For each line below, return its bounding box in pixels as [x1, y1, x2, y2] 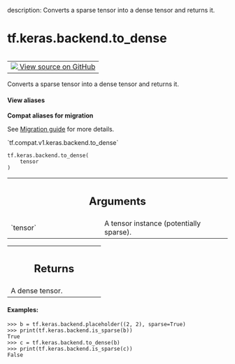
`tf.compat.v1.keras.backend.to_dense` [7, 139, 119, 147]
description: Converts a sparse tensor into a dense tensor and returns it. [7, 6, 215, 14]
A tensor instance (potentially [104, 218, 201, 228]
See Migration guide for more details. [7, 125, 115, 134]
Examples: [7, 305, 38, 314]
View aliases [7, 96, 45, 104]
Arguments [88, 194, 147, 208]
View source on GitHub [20, 62, 96, 71]
